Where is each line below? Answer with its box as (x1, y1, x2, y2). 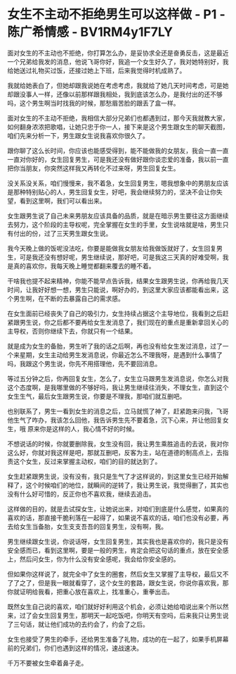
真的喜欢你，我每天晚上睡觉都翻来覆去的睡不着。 (13, 261, 155, 270)
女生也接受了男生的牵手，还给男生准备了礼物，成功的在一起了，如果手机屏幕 (7, 635, 229, 643)
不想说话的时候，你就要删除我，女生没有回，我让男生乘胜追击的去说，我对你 (7, 439, 229, 448)
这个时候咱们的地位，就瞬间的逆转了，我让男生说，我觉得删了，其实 (25, 480, 223, 489)
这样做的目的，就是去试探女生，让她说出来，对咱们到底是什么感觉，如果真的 (7, 504, 229, 513)
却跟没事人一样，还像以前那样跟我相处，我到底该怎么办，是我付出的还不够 (7, 89, 223, 99)
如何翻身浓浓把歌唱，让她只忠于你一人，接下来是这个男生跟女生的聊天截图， (7, 123, 229, 131)
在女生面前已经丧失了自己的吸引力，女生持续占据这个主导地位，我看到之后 (7, 309, 223, 318)
